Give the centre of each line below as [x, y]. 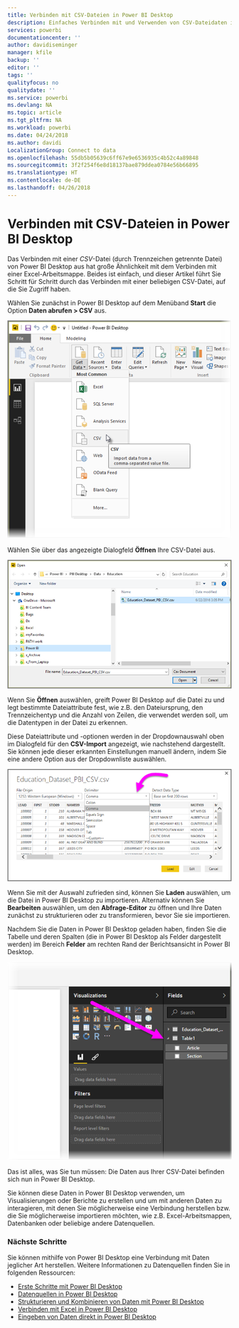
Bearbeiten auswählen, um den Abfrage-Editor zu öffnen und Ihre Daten [115, 907]
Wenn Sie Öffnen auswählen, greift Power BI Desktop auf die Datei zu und [116, 700]
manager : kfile [30, 53]
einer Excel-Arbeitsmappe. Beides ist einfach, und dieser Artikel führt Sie [115, 273]
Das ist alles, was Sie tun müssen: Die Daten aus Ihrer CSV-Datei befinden [116, 1172]
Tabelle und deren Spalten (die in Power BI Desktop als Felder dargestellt [114, 936]
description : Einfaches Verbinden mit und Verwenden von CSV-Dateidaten [117, 22]
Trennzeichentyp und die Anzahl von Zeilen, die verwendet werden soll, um [118, 715]
